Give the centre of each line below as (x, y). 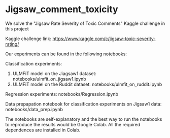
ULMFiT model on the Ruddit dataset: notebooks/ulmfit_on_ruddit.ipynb (87, 84)
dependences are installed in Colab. (43, 130)
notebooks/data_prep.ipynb (34, 109)
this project (17, 28)
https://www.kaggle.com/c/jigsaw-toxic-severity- (104, 39)
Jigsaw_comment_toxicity (62, 9)
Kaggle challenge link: (28, 39)
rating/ (12, 44)
